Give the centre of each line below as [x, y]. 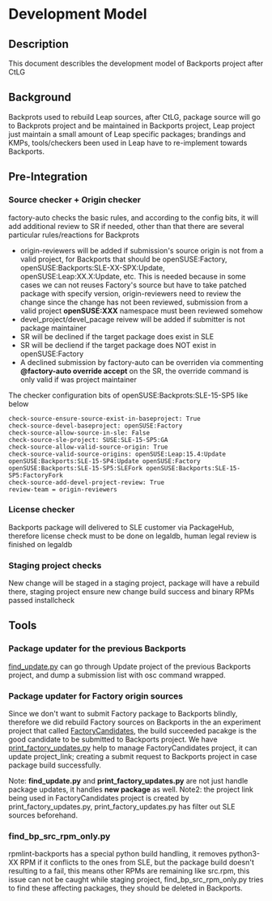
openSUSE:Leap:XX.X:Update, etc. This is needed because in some [133, 276]
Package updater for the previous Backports [97, 648]
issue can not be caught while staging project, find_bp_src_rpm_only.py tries [136, 880]
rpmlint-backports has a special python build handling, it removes [118, 854]
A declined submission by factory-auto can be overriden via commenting [142, 362]
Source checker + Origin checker [75, 200]
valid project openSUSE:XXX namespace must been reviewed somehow [141, 310]
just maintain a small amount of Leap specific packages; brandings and [127, 134]
